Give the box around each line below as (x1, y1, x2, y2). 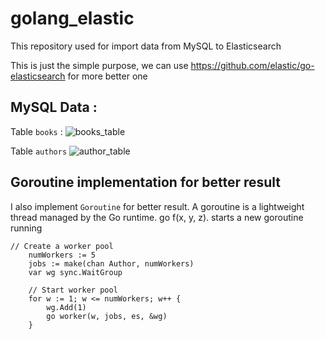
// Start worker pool (28, 285, 118, 295)
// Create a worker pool (10, 241, 114, 251)
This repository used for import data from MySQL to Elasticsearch (10, 40, 282, 52)
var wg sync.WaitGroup (28, 267, 123, 277)
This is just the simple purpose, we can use (10, 59, 189, 71)
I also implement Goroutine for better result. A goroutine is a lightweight (10, 200, 305, 212)
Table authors (10, 145, 68, 157)
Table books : (10, 125, 63, 137)
